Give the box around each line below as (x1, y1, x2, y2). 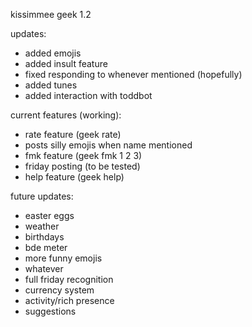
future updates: (10, 190, 74, 202)
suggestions (24, 305, 77, 317)
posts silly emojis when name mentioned (24, 139, 193, 151)
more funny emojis (24, 252, 103, 264)
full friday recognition (24, 274, 114, 285)
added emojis (24, 47, 82, 59)
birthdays (24, 231, 65, 243)
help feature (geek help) (24, 171, 125, 183)
